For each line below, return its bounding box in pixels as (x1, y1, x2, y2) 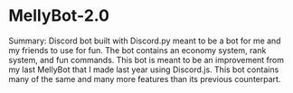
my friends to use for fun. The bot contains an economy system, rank (8, 44, 267, 55)
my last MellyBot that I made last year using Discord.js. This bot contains (8, 64, 279, 75)
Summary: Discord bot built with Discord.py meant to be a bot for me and (8, 35, 281, 46)
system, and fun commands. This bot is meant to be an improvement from (8, 54, 284, 65)
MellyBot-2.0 (8, 5, 110, 26)
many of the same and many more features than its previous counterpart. (8, 73, 281, 84)
